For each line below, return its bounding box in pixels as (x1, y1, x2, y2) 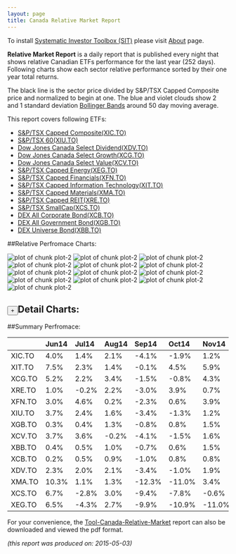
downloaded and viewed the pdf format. (7, 526, 124, 534)
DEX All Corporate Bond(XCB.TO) (17, 211, 114, 219)
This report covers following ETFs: (7, 114, 107, 123)
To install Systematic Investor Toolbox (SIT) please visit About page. (7, 36, 204, 44)
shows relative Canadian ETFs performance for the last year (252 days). (7, 57, 216, 66)
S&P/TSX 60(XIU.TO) (17, 135, 79, 144)
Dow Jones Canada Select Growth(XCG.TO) (17, 151, 145, 159)
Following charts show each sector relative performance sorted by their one (7, 65, 227, 73)
